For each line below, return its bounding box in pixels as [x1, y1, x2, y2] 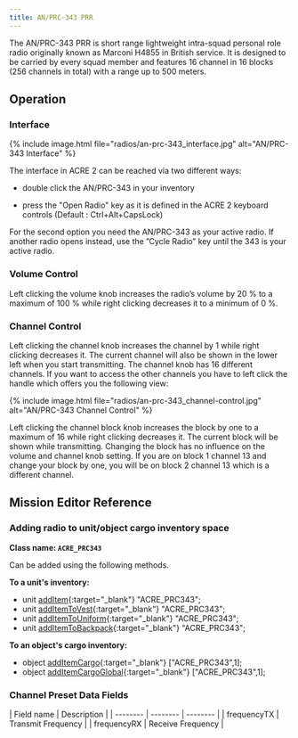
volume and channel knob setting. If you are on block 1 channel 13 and [9, 450, 267, 461]
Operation [9, 92, 67, 107]
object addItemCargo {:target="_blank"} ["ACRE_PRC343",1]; [21, 657, 243, 668]
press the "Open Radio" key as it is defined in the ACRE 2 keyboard [21, 200, 269, 210]
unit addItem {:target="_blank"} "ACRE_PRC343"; [21, 594, 202, 604]
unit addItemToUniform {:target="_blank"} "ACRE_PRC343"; [21, 612, 239, 624]
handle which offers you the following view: [9, 378, 169, 389]
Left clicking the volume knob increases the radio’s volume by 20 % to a [9, 288, 273, 299]
